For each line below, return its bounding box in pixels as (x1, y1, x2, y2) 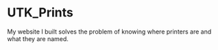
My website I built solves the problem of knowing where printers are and (7, 27, 212, 36)
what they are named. (7, 34, 69, 42)
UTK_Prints (7, 5, 74, 21)
